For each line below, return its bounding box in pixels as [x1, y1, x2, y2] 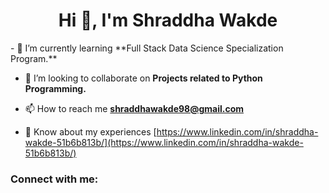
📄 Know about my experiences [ [24, 125, 157, 138]
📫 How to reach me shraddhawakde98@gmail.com [24, 102, 245, 114]
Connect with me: [10, 172, 99, 186]
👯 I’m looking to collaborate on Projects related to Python [24, 72, 263, 84]
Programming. [24, 82, 87, 94]
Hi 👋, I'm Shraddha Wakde [58, 9, 278, 32]
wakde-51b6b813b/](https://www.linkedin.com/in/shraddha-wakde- [24, 136, 304, 148]
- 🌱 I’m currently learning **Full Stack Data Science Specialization [10, 42, 284, 54]
